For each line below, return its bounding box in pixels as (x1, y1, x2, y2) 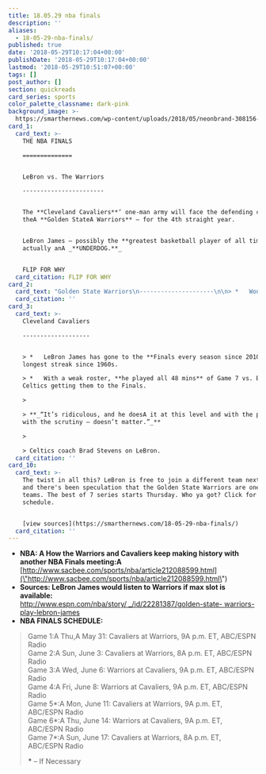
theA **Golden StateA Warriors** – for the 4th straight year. (22, 216, 236, 224)
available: (19, 591, 53, 600)
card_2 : (8, 280, 34, 288)
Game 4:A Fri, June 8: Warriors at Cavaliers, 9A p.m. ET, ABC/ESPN (27, 682, 248, 691)
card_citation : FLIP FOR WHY (15, 273, 112, 281)
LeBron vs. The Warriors (22, 172, 104, 181)
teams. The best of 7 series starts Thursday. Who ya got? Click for (22, 491, 257, 499)
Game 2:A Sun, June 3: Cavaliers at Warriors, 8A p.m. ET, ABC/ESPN (27, 649, 253, 658)
